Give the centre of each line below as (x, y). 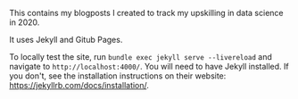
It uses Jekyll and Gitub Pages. (66, 40)
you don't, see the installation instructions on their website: (118, 76)
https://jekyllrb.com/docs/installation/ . (79, 85)
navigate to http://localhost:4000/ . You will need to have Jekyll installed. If (149, 66)
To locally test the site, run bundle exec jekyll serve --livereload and (141, 57)
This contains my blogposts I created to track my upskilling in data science (146, 13)
